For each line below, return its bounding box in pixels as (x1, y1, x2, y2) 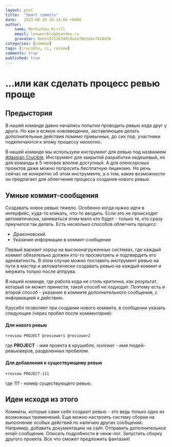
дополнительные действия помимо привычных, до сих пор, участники (5, 133, 161, 139)
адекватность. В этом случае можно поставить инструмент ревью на (5, 258, 159, 264)
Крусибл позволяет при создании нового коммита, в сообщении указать (5, 305, 166, 311)
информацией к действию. (5, 295, 64, 301)
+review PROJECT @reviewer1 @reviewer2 (5, 333, 91, 338)
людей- (129, 343, 146, 349)
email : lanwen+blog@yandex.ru (14, 31, 80, 37)
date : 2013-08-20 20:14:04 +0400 (5, 17, 82, 22)
